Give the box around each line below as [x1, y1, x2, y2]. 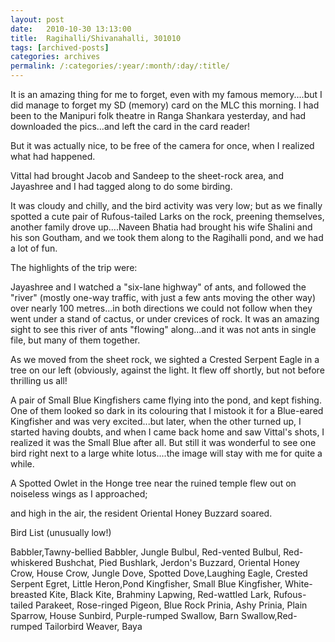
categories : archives [10, 52, 101, 62]
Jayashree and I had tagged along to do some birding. [10, 181, 233, 192]
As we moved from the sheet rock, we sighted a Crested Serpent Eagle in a [10, 354, 320, 365]
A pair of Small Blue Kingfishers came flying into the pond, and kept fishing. [10, 394, 322, 406]
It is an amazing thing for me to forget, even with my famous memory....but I [10, 89, 323, 100]
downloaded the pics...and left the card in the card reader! [10, 121, 251, 132]
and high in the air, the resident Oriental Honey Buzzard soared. [10, 507, 273, 519]
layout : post [10, 14, 65, 25]
